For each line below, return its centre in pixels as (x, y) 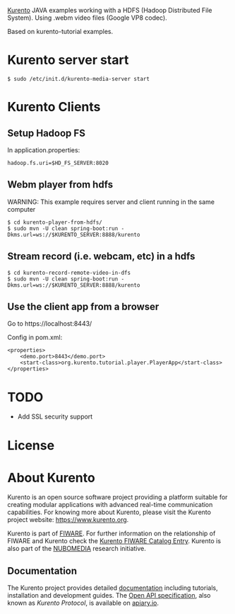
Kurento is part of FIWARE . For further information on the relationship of (112, 533)
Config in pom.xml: (35, 337)
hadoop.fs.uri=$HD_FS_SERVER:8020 (58, 163)
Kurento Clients (54, 107)
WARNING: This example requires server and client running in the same (111, 202)
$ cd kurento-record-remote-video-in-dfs (69, 273)
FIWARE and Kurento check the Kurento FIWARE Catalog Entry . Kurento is (114, 541)
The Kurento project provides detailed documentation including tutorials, (113, 588)
